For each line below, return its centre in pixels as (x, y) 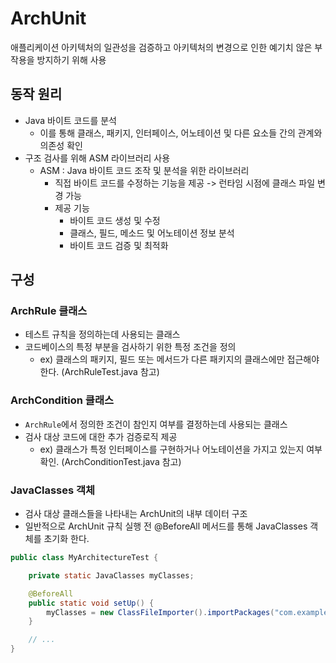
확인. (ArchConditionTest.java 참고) (110, 461)
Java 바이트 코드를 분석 (70, 120)
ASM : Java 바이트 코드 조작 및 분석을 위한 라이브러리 (144, 170)
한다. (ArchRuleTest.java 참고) (99, 372)
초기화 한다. (66, 539)
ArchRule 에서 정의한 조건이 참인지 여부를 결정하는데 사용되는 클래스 (156, 424)
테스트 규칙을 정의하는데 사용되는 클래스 (102, 334)
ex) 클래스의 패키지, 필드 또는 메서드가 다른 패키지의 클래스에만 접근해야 (179, 359)
